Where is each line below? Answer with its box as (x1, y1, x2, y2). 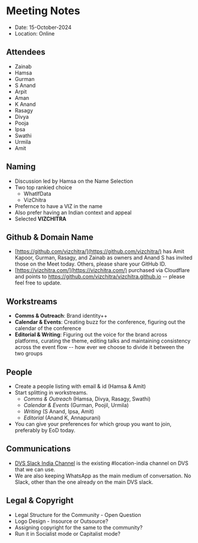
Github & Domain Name (6, 232, 93, 242)
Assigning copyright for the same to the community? (14, 523, 143, 531)
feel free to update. (14, 279, 62, 286)
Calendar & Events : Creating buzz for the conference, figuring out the (14, 318, 186, 326)
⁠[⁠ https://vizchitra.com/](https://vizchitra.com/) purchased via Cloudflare (14, 267, 190, 274)
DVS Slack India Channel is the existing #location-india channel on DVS (14, 460, 189, 467)
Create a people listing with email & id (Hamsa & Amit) (14, 383, 146, 390)
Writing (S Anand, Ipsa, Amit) (23, 408, 95, 415)
